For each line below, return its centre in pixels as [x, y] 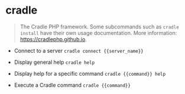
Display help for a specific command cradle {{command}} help [90, 73]
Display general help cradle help [54, 62]
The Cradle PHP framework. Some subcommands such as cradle [100, 27]
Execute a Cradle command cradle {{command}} [72, 85]
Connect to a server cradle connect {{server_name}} [79, 50]
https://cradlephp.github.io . [53, 39]
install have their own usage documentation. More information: [98, 33]
